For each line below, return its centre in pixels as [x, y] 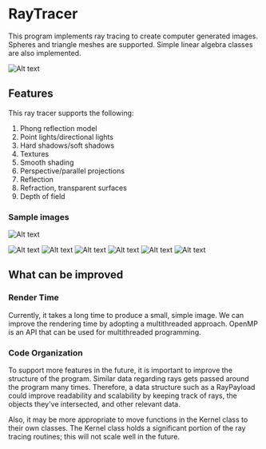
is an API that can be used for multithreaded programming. [105, 332]
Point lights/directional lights [67, 137]
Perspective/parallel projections [72, 171]
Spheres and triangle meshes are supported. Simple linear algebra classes [131, 44]
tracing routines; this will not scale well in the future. [94, 437]
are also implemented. [45, 53]
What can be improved [66, 275]
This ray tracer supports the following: [71, 113]
